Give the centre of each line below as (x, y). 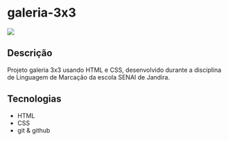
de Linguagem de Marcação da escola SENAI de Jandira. (89, 77)
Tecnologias (34, 99)
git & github (34, 130)
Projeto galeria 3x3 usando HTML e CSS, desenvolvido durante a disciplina (114, 70)
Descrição (30, 53)
